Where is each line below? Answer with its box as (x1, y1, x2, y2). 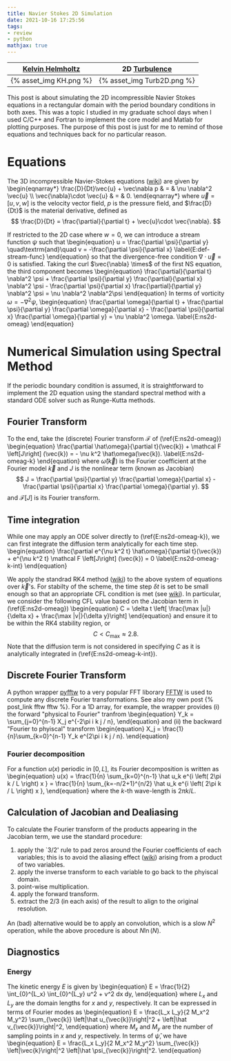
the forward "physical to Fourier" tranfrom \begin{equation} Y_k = (7, 710, 194, 718)
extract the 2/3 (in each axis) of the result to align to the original (17, 897, 199, 905)
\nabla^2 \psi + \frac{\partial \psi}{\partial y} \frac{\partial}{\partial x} (7, 274, 203, 283)
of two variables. (17, 860, 66, 869)
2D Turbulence (121, 64, 172, 73)
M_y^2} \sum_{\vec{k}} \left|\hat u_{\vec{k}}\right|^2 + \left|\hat (7, 1015, 188, 1023)
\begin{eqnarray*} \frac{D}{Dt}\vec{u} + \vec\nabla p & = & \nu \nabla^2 (7, 184, 212, 192)
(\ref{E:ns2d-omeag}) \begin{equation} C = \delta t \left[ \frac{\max (7, 604, 199, 613)
